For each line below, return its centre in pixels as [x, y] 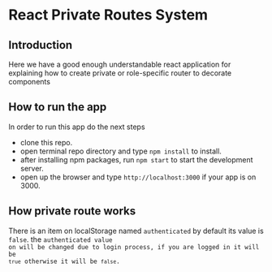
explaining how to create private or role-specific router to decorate [120, 73]
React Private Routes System [108, 15]
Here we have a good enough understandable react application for [120, 64]
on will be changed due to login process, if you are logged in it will [134, 247]
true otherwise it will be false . [64, 261]
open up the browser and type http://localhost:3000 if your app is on [138, 177]
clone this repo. [46, 142]
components [30, 82]
